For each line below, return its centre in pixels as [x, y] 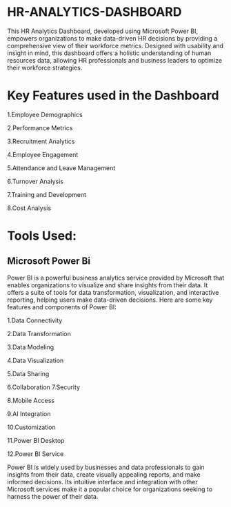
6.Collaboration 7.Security [44, 387]
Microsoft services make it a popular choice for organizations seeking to [110, 489]
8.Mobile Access [31, 400]
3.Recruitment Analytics [41, 141]
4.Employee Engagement [43, 154]
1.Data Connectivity [35, 320]
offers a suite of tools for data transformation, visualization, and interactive [113, 292]
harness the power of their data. [53, 496]
